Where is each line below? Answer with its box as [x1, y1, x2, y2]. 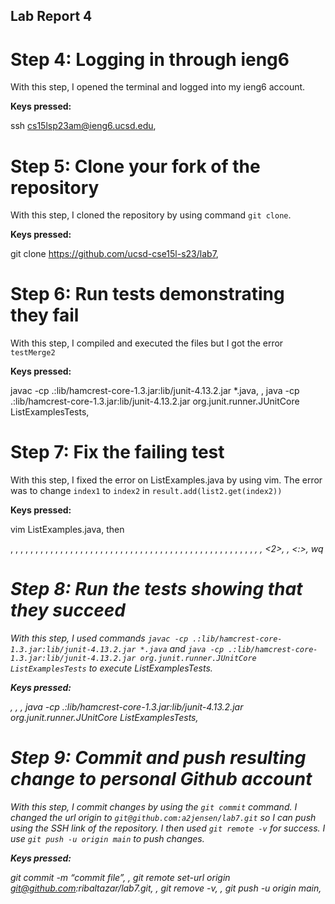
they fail [10, 304, 80, 327]
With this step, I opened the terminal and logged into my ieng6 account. [10, 81, 306, 93]
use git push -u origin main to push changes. [10, 833, 205, 845]
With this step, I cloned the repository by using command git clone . [10, 209, 292, 221]
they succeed [10, 599, 126, 622]
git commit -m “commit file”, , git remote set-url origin [10, 872, 231, 884]
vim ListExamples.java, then [10, 524, 125, 536]
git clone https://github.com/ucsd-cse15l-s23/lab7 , [10, 248, 219, 260]
